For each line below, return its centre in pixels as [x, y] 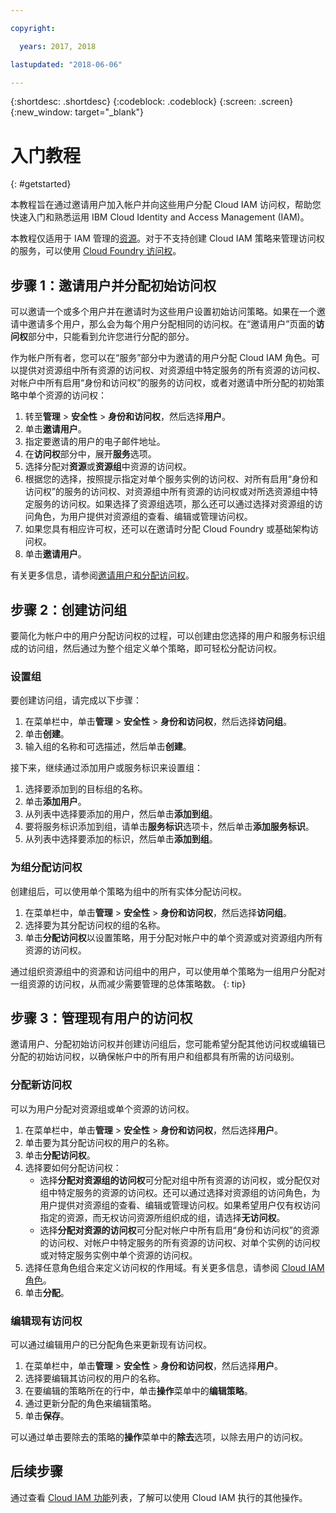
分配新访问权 [41, 1085]
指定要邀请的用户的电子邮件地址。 [95, 442]
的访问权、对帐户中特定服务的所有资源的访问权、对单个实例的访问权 [180, 1242]
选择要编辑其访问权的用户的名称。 [95, 1378]
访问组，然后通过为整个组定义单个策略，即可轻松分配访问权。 [154, 648]
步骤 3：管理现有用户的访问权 [101, 1017]
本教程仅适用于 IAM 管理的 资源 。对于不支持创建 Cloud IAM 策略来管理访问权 [167, 238]
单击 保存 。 [47, 1415]
